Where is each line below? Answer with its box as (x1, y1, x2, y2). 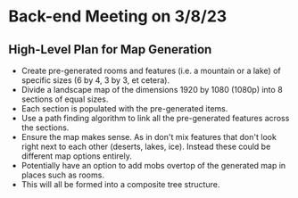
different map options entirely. (21, 151, 133, 161)
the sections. (21, 122, 70, 133)
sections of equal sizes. (21, 94, 109, 104)
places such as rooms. (21, 169, 104, 180)
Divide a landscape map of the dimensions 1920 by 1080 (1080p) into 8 (21, 85, 283, 95)
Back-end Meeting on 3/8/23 (8, 6, 228, 27)
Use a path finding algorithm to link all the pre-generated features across (21, 113, 290, 123)
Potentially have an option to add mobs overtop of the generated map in (21, 161, 286, 170)
